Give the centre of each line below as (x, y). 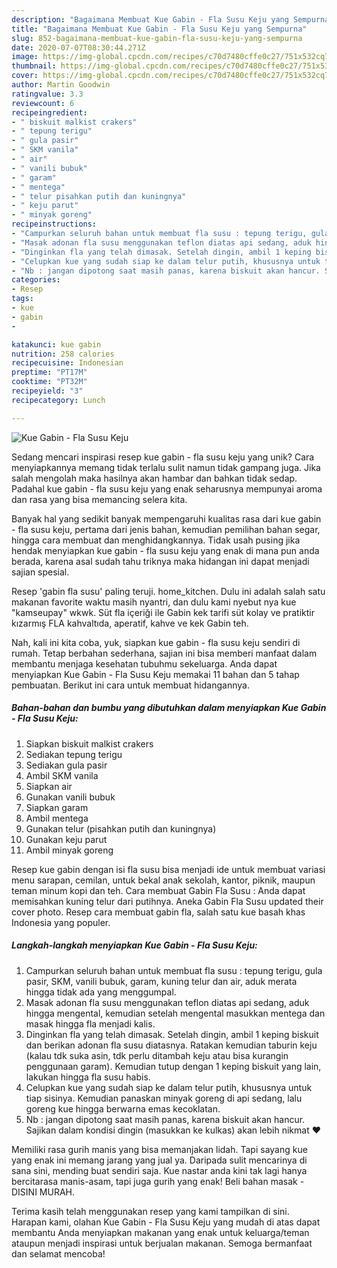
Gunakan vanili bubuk (70, 797)
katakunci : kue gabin (56, 344)
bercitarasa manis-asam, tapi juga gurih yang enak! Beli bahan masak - (158, 1181)
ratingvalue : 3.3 (47, 94)
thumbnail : (34, 66)
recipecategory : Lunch (58, 400)
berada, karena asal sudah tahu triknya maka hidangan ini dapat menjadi (160, 561)
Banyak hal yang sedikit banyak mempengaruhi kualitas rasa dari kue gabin (166, 518)
